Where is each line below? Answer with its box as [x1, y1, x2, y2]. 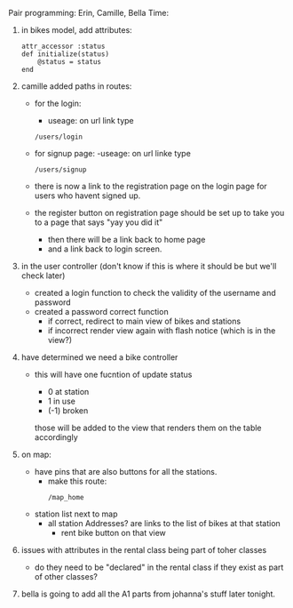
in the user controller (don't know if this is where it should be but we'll [20, 261, 277, 271]
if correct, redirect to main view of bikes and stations [47, 316, 242, 326]
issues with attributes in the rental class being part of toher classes [20, 545, 267, 555]
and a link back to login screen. [47, 244, 162, 254]
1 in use [47, 396, 76, 406]
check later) [20, 270, 66, 281]
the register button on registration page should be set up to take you [34, 208, 285, 218]
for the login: [34, 98, 82, 108]
